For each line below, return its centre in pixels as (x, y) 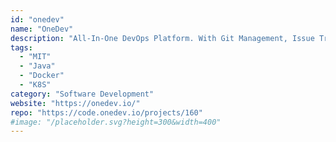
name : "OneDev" (42, 29)
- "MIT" (35, 57)
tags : (21, 47)
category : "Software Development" (82, 94)
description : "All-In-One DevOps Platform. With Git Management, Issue (162, 38)
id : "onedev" (37, 19)
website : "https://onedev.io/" (75, 103)
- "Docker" (42, 76)
